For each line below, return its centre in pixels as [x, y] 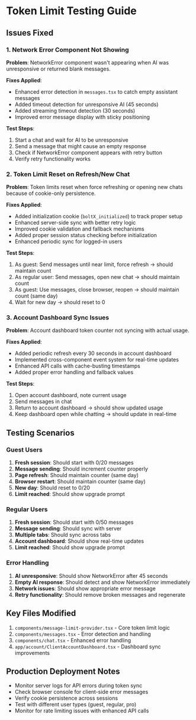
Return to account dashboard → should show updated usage [89, 408]
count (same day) [36, 296]
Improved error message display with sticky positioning [82, 117]
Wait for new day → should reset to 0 [60, 302]
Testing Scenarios [41, 433]
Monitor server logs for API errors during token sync [78, 686]
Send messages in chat [43, 402]
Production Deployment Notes [63, 671]
